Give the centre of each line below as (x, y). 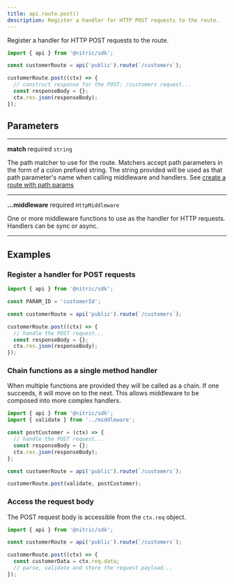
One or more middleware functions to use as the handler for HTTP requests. (116, 219)
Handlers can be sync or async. (53, 226)
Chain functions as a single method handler (83, 371)
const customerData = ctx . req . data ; (67, 562)
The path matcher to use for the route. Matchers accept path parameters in (115, 163)
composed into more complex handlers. (64, 401)
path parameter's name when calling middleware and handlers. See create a (117, 177)
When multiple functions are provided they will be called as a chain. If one (113, 386)
